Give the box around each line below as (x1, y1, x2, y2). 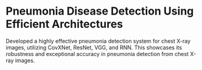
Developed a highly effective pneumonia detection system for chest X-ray (5, 37, 191, 44)
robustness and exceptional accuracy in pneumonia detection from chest (5, 50, 189, 57)
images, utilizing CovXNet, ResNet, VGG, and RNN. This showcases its (5, 44, 183, 51)
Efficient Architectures (5, 17, 124, 31)
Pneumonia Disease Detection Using (5, 4, 194, 18)
